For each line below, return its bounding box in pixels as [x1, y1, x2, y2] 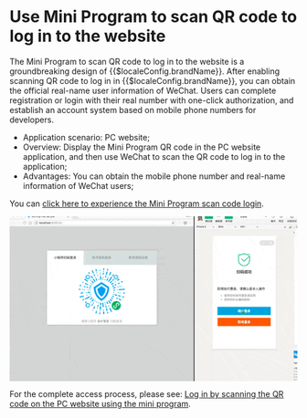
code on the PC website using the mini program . [9, 399, 192, 410]
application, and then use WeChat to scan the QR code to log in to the [22, 151, 286, 162]
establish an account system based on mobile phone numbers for [9, 104, 257, 115]
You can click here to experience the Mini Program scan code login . [9, 198, 265, 209]
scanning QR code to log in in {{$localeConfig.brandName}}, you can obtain [9, 75, 296, 86]
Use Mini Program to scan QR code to [9, 6, 298, 27]
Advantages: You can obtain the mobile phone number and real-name [22, 171, 286, 182]
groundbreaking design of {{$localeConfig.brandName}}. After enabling [9, 66, 281, 77]
